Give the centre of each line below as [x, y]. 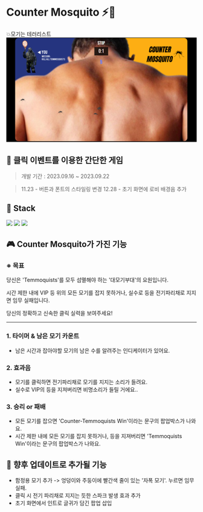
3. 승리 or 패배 [26, 407]
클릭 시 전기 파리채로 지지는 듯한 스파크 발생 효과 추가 [78, 496]
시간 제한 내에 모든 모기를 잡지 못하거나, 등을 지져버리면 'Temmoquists [98, 436]
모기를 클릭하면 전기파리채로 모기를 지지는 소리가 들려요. [81, 382]
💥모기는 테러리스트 [29, 34]
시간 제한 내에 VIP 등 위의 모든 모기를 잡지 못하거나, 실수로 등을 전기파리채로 [96, 293]
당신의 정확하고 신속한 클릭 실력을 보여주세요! [60, 313]
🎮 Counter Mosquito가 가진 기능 [67, 244]
